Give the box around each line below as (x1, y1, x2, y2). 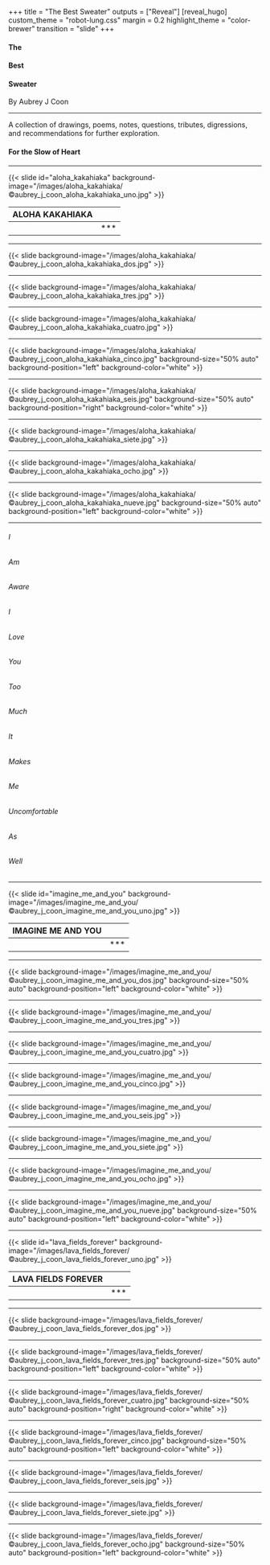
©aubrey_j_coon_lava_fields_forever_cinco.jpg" (8, 1436, 165, 1445)
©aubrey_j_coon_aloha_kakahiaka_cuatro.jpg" (8, 322, 161, 332)
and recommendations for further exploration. (8, 129, 160, 138)
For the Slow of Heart (8, 146, 81, 156)
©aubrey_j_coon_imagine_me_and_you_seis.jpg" (8, 1110, 169, 1120)
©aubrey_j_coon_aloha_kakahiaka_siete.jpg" (8, 434, 155, 444)
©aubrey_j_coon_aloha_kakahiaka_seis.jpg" (8, 394, 153, 404)
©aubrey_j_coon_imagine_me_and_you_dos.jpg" (8, 975, 167, 984)
